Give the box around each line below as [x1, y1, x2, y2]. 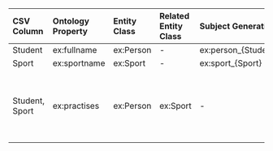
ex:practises [52, 101, 100, 111]
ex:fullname [52, 45, 97, 55]
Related [159, 11, 189, 21]
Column [12, 26, 44, 37]
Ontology [52, 15, 89, 27]
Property [52, 26, 88, 37]
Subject [199, 20, 231, 32]
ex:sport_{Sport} [199, 58, 262, 68]
